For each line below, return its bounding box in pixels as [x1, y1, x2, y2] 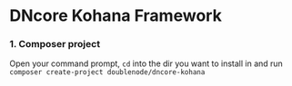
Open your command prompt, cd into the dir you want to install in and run [9, 58, 284, 69]
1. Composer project [9, 38, 101, 51]
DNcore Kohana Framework [9, 5, 223, 26]
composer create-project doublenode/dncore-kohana [9, 68, 206, 77]
